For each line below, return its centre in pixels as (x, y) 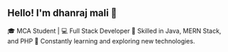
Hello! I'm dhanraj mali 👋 (62, 13)
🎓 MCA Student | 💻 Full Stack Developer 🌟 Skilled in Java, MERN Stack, (114, 31)
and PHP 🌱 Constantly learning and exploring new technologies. (101, 41)
